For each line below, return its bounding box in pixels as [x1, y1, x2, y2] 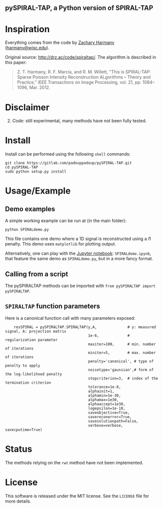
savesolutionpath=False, [88, 419, 139, 423]
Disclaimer [5, 102, 50, 113]
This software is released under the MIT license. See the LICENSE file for [5, 493, 149, 499]
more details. [5, 498, 32, 504]
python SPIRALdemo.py [5, 227, 49, 232]
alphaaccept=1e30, [88, 401, 125, 406]
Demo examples [5, 205, 55, 213]
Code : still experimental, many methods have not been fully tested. [12, 118, 147, 124]
